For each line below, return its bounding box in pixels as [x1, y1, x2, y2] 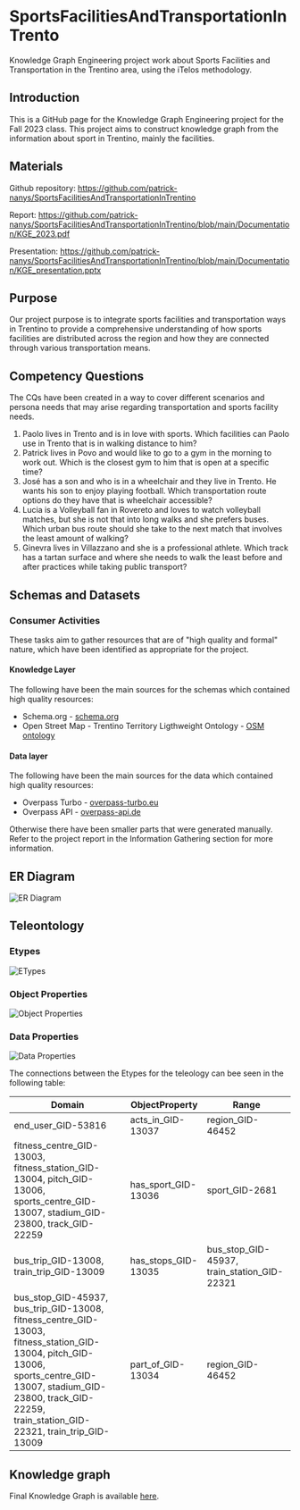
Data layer [9, 751, 48, 761]
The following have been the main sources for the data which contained [9, 770, 274, 781]
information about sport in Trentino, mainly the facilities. [9, 132, 215, 144]
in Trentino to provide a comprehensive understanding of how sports [9, 323, 262, 334]
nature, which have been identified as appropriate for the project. [9, 643, 249, 654]
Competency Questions [9, 368, 145, 383]
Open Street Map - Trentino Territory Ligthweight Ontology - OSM [21, 721, 265, 732]
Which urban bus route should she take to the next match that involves [21, 524, 283, 534]
